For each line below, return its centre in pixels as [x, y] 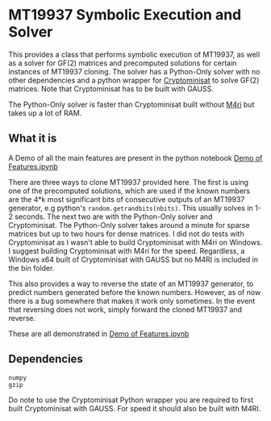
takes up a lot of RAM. [45, 113]
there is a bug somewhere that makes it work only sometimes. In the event [132, 301]
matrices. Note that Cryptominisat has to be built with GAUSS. [111, 88]
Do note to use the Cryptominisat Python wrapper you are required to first [131, 400]
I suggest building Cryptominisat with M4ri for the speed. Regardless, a [127, 250]
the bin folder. [31, 267]
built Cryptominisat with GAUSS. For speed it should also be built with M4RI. [135, 408]
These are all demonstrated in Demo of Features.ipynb [99, 334]
